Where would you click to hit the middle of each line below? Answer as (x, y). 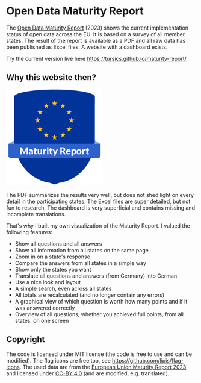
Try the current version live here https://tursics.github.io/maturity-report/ (96, 58)
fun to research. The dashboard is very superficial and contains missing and (101, 207)
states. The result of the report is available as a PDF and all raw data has (96, 40)
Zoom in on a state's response (52, 257)
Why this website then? (51, 77)
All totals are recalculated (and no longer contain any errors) (90, 295)
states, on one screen (42, 320)
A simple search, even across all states (63, 288)
